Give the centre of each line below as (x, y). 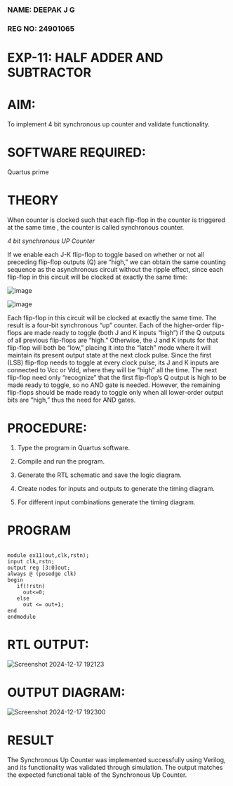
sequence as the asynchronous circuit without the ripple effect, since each (115, 269)
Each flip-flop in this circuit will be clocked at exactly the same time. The (112, 317)
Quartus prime (28, 172)
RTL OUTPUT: (48, 644)
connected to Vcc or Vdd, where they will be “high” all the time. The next (112, 369)
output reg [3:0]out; (39, 568)
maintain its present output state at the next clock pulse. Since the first (109, 355)
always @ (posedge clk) (42, 574)
